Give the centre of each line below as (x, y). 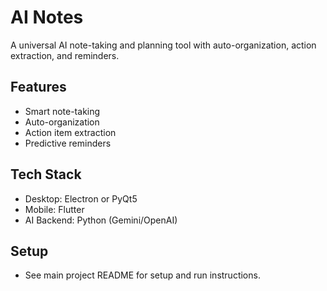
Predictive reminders (68, 143)
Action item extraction (70, 132)
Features (38, 87)
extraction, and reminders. (65, 55)
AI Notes (47, 17)
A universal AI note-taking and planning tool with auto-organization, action (163, 45)
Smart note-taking (62, 111)
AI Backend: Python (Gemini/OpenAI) (101, 220)
